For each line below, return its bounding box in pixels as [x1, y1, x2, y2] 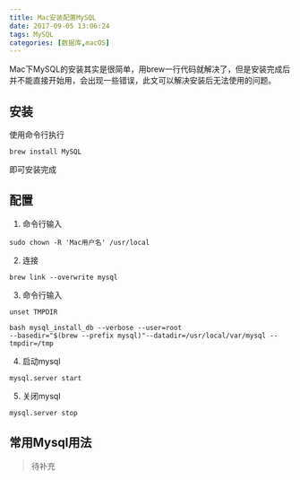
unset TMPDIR [9, 307, 58, 317]
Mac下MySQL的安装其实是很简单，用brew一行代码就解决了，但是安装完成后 [9, 64, 291, 74]
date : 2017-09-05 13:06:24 [9, 22, 110, 31]
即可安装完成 [9, 164, 56, 175]
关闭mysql [21, 390, 61, 401]
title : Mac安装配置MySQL [9, 13, 97, 22]
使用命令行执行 [9, 129, 64, 140]
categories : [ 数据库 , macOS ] [9, 38, 110, 48]
